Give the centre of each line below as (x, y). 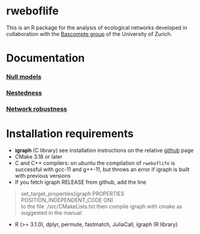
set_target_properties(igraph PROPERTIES (73, 193)
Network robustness (37, 109)
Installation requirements (70, 134)
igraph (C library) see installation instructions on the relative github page (104, 150)
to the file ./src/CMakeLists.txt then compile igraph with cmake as (101, 206)
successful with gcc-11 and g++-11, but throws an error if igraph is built (102, 169)
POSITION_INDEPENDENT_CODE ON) (67, 200)
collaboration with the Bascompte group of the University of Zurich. (89, 34)
